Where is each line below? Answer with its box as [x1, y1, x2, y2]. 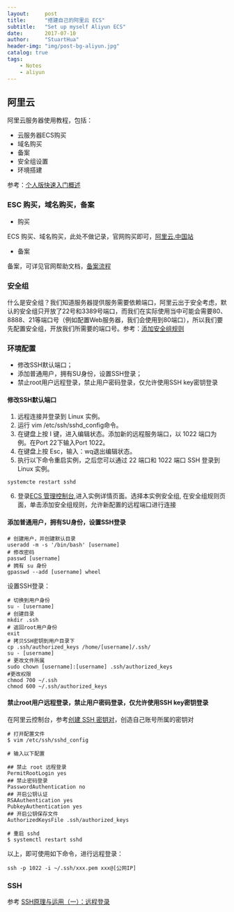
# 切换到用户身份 [7, 597, 50, 604]
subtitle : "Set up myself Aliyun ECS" [7, 23, 127, 30]
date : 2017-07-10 [7, 29, 77, 37]
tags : [7, 56, 23, 63]
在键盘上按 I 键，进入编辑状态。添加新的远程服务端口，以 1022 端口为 [17, 430, 217, 438]
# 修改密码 [7, 549, 35, 556]
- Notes [19, 62, 42, 69]
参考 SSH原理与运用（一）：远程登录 [7, 897, 110, 906]
